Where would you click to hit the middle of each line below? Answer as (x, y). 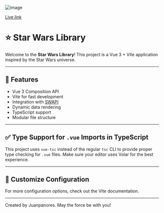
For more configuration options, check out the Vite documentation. (72, 191)
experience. (17, 159)
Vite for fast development (38, 96)
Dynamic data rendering (36, 107)
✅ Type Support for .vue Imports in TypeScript (77, 138)
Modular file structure (34, 117)
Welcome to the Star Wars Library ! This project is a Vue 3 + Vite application (82, 54)
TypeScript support (31, 112)
